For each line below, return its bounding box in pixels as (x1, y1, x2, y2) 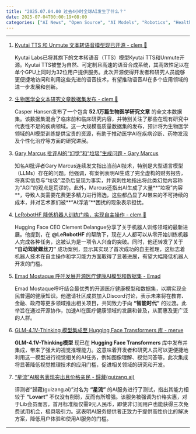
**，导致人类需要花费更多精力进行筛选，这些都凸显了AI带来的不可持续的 (14, 191, 188, 199)
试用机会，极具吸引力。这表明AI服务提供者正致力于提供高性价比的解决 (19, 408, 188, 415)
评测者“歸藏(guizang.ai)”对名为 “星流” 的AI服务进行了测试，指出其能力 (14, 386, 184, 393)
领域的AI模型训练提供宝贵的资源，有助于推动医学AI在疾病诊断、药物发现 (14, 130, 188, 137)
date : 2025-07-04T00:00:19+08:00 (6, 14, 87, 20)
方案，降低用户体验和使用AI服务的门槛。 (14, 415, 112, 422)
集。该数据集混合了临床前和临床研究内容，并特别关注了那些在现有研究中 (14, 115, 188, 123)
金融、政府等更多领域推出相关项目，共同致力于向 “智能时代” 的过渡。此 (14, 299, 187, 307)
